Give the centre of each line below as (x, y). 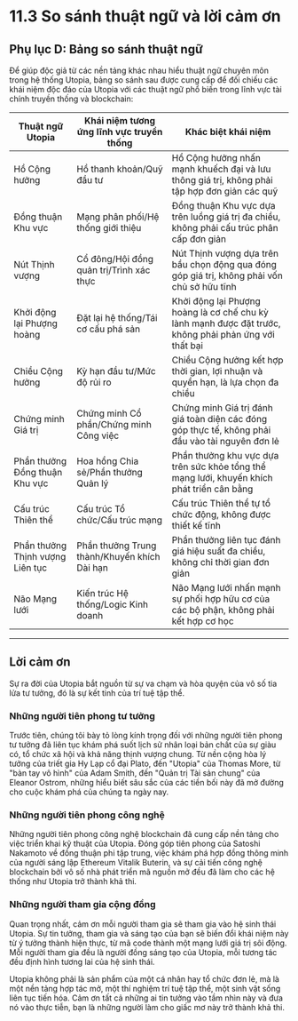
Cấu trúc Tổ (101, 509)
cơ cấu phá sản (108, 329)
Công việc (98, 435)
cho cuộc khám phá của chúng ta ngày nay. (89, 792)
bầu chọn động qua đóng (224, 264)
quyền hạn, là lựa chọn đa (225, 382)
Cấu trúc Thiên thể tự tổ (221, 503)
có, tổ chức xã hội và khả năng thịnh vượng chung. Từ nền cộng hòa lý (138, 754)
